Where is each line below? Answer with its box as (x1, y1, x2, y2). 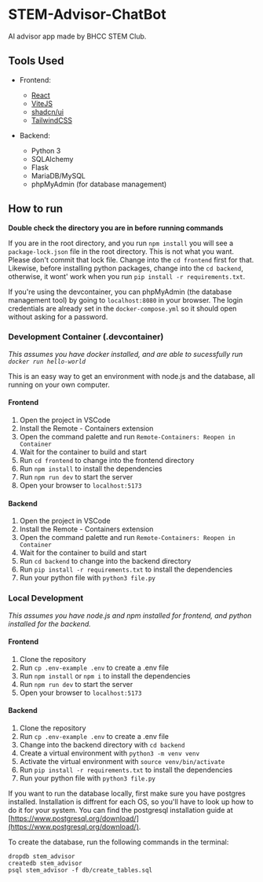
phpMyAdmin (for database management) (31, 179, 167, 189)
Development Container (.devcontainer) (8, 332, 164, 343)
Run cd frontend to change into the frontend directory (19, 456, 195, 465)
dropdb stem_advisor (8, 852, 76, 860)
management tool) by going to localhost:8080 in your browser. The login (8, 295, 243, 304)
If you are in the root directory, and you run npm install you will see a (8, 238, 234, 248)
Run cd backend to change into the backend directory (19, 557, 192, 566)
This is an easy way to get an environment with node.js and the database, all (8, 371, 255, 380)
